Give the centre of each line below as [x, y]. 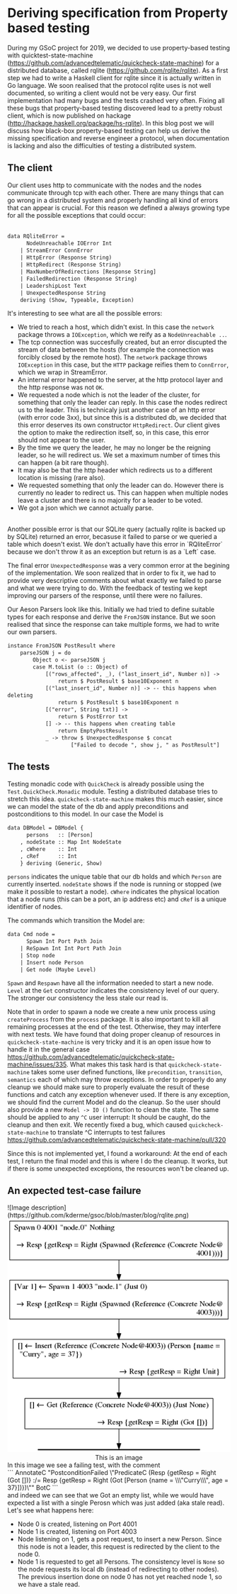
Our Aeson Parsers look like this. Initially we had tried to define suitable [111, 609]
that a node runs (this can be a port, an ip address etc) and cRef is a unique [117, 899]
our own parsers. [32, 632]
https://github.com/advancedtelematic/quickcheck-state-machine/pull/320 [117, 1139]
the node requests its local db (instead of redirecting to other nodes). [118, 1569]
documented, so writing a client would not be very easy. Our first [102, 93]
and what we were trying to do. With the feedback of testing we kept [107, 588]
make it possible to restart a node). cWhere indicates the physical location [114, 891]
